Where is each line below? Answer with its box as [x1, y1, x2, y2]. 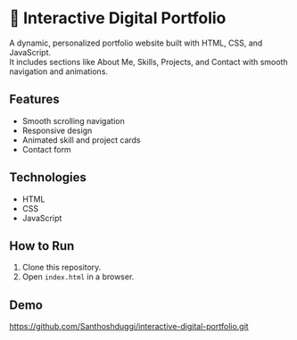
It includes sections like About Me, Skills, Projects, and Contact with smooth [9, 56, 288, 67]
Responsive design [21, 125, 93, 136]
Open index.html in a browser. [21, 271, 135, 282]
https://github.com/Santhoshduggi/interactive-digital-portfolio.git [9, 321, 249, 332]
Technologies [9, 170, 87, 186]
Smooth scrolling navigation [21, 115, 125, 126]
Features [9, 92, 60, 107]
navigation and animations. [9, 66, 109, 77]
